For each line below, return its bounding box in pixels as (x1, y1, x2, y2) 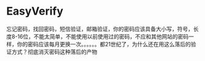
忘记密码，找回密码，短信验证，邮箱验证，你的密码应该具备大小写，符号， (6, 25, 193, 32)
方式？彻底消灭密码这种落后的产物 (11, 48, 98, 56)
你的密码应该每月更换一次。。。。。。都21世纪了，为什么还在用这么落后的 (16, 40, 191, 48)
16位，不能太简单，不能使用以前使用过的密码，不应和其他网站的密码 (17, 32, 189, 40)
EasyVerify (6, 4, 63, 18)
